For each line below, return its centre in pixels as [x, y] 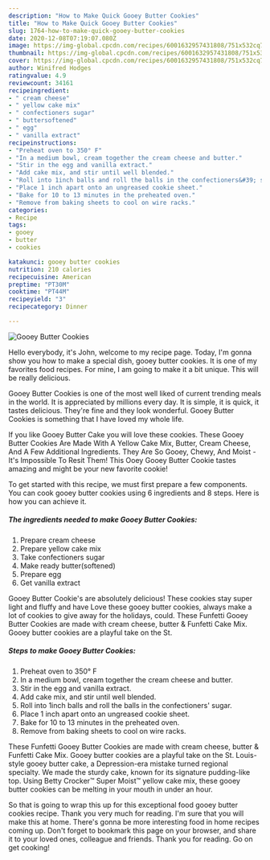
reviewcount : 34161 [41, 83]
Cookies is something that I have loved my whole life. [96, 419]
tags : [17, 225]
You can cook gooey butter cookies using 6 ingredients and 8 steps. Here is [134, 493]
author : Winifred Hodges [50, 68]
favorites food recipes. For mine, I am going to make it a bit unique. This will [133, 369]
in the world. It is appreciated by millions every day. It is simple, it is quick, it [134, 402]
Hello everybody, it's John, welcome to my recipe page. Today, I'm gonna [130, 352]
